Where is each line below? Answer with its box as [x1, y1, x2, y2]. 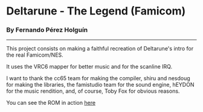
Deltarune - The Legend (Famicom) [6, 4, 186, 18]
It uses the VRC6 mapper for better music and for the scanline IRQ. [6, 63, 173, 70]
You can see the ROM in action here [6, 99, 95, 107]
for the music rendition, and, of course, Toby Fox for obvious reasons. [6, 87, 180, 95]
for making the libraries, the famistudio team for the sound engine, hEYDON [6, 81, 195, 89]
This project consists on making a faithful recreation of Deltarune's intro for [6, 45, 194, 52]
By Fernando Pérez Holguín [6, 26, 88, 34]
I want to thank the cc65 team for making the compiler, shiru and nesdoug [6, 75, 190, 82]
